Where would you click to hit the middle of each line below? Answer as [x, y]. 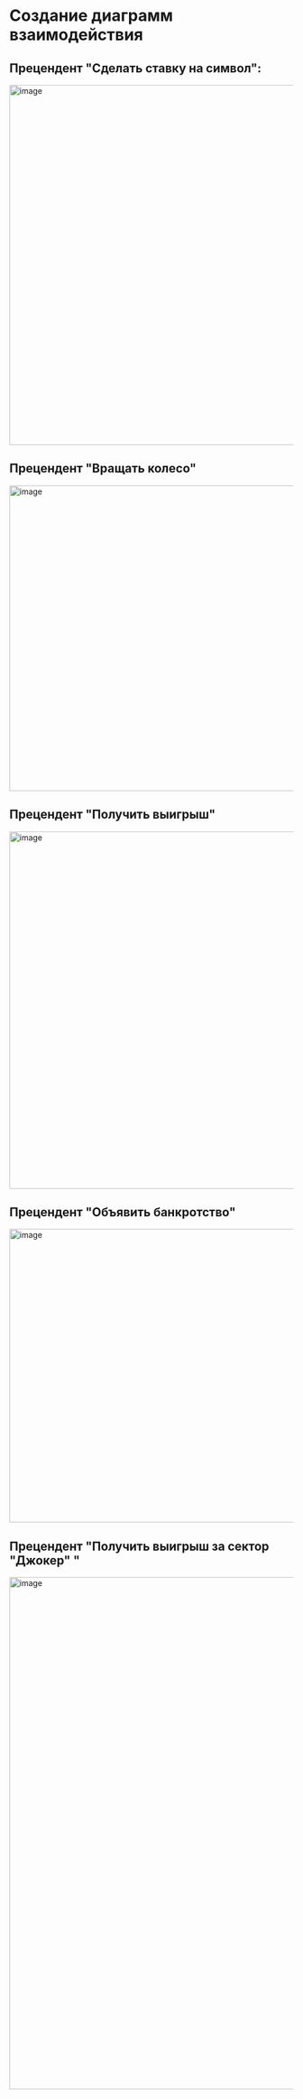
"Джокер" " [45, 1560]
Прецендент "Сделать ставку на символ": [135, 68]
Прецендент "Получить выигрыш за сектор [139, 1546]
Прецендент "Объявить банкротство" [123, 1212]
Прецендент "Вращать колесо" [103, 468]
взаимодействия [77, 35]
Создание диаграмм [92, 16]
